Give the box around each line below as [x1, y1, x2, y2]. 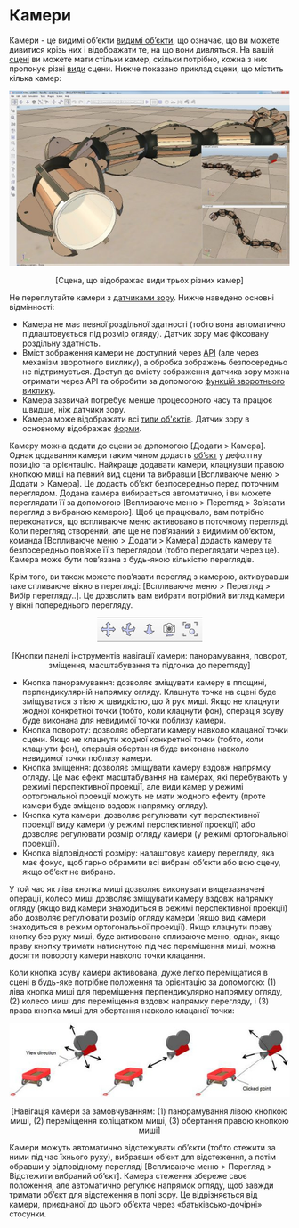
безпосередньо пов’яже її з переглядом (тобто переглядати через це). [9, 544, 279, 555]
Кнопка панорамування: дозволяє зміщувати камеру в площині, [21, 676, 267, 687]
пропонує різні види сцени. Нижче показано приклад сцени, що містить [9, 63, 284, 74]
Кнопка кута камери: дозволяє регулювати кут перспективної [21, 809, 260, 820]
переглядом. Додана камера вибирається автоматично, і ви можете [9, 487, 271, 498]
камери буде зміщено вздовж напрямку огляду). [21, 799, 209, 811]
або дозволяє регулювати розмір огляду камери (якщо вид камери [9, 912, 267, 922]
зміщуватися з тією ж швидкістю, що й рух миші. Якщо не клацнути [21, 696, 280, 707]
